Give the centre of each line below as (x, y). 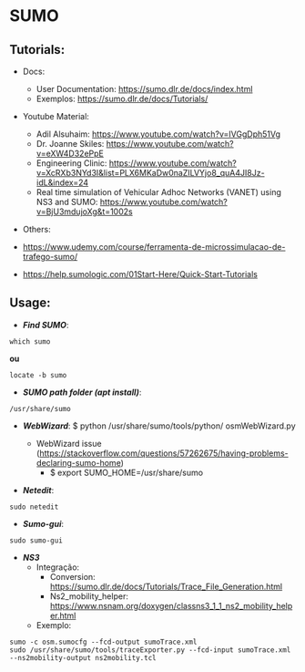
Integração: (58, 567)
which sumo (30, 341)
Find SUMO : (46, 325)
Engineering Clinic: (71, 163)
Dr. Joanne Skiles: (70, 144)
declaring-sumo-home (78, 462)
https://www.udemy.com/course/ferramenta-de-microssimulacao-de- (154, 247)
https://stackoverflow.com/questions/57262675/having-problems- (164, 453)
